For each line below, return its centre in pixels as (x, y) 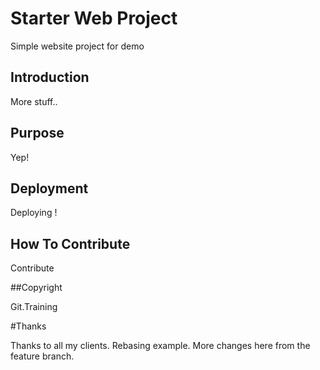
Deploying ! (34, 213)
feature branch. (42, 356)
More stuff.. (34, 101)
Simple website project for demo (77, 46)
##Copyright (36, 288)
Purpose (37, 133)
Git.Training (34, 307)
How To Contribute (70, 243)
